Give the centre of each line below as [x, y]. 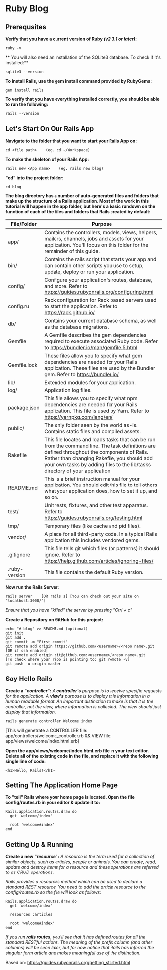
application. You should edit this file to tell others [101, 485]
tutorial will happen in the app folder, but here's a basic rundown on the [81, 206]
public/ [16, 428]
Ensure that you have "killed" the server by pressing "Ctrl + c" [69, 610]
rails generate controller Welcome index [49, 721]
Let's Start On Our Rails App [50, 129]
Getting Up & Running [40, 844]
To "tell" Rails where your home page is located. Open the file [70, 797]
